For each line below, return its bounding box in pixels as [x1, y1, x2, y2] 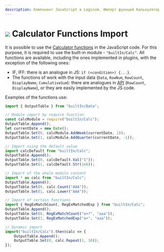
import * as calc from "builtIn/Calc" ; [5, 175, 86, 180]
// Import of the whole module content [5, 171, 86, 176]
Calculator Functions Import [12, 28, 128, 39]
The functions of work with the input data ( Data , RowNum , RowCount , [12, 74, 144, 80]
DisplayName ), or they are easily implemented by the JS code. [12, 85, 135, 91]
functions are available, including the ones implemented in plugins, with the [5, 55, 157, 60]
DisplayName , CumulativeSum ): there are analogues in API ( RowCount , [12, 79, 146, 85]
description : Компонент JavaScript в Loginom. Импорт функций [5, 7, 134, 12]
